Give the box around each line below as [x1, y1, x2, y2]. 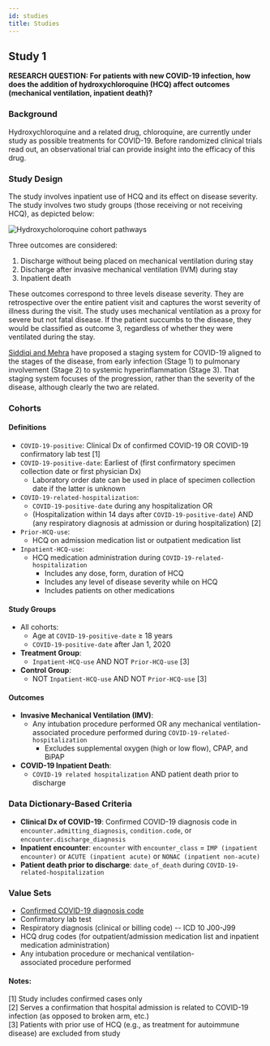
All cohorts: [19, 622, 59, 632]
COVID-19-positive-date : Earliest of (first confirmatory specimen [19, 458, 236, 467]
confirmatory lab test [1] [19, 450, 101, 459]
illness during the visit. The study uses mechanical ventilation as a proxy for [8, 306, 262, 316]
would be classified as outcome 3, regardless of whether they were [8, 323, 234, 333]
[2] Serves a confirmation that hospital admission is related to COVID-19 [8, 1003, 249, 1013]
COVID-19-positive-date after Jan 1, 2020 [32, 639, 171, 649]
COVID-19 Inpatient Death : [19, 760, 112, 771]
